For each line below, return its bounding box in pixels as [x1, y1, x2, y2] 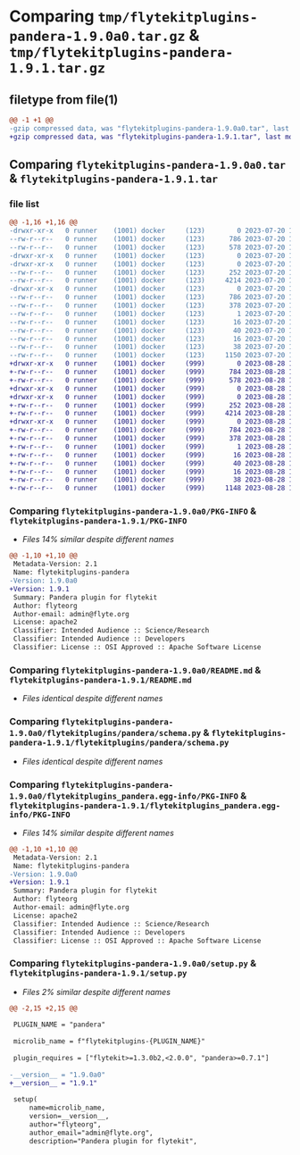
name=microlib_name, [29, 1103, 105, 1113]
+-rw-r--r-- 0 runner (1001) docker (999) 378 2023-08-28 [9, 434, 286, 443]
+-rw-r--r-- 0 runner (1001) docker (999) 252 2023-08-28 [9, 400, 286, 410]
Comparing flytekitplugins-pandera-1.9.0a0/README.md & [9, 664, 262, 676]
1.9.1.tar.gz [9, 60, 105, 77]
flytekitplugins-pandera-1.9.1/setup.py [9, 968, 187, 979]
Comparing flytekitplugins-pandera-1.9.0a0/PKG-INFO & [9, 505, 257, 517]
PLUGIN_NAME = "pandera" [12, 1020, 105, 1029]
